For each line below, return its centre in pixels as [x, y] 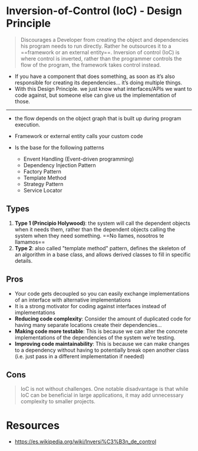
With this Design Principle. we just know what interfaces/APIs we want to [103, 89]
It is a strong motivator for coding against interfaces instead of [90, 306]
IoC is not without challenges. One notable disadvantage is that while [104, 389]
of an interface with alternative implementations [73, 300]
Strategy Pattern [43, 184]
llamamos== [30, 242]
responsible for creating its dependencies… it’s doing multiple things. [98, 82]
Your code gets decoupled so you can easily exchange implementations [102, 293]
